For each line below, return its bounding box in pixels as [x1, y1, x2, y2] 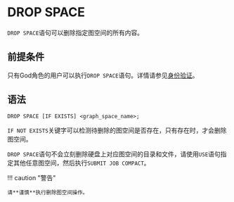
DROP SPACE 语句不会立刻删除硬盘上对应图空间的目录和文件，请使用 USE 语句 [7, 149, 221, 158]
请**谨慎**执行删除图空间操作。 [7, 189, 89, 196]
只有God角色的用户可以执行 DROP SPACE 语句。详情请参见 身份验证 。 [7, 71, 199, 80]
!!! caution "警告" [7, 173, 56, 182]
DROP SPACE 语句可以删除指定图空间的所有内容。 [7, 28, 144, 37]
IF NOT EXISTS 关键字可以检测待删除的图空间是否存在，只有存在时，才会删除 [7, 126, 227, 134]
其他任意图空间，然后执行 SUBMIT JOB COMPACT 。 [13, 158, 150, 167]
